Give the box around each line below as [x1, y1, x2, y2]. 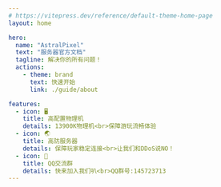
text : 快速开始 [29, 78, 76, 86]
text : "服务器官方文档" [15, 49, 86, 57]
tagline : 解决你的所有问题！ [15, 56, 102, 64]
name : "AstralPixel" [15, 41, 84, 49]
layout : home [8, 19, 52, 27]
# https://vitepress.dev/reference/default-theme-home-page [8, 11, 214, 20]
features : [8, 100, 42, 108]
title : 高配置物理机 [22, 115, 84, 123]
